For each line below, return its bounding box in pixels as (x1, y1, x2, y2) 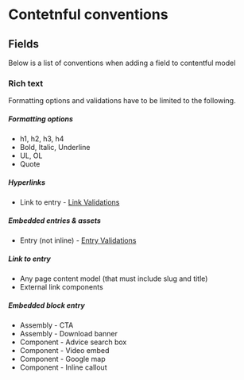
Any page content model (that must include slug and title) (19, 274, 208, 283)
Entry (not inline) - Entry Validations (19, 236, 137, 245)
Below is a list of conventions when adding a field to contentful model (8, 58, 236, 67)
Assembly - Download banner (19, 329, 118, 339)
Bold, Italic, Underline (19, 143, 91, 152)
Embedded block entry (8, 300, 85, 310)
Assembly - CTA (19, 321, 74, 330)
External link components (19, 282, 103, 292)
